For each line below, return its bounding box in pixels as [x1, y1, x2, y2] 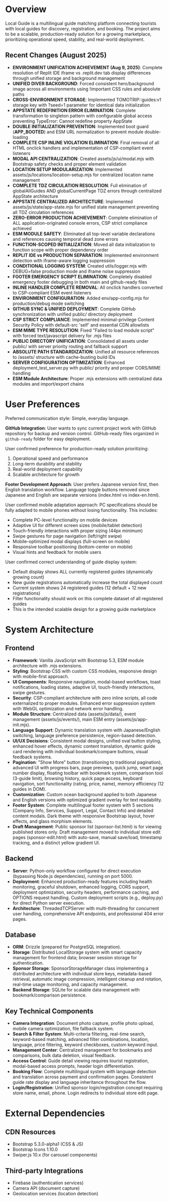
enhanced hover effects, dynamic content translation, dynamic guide [12, 743, 155, 749]
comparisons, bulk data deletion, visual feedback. [12, 1053, 116, 1059]
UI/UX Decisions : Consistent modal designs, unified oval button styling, [12, 738, 161, 744]
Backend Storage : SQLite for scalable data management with [12, 987, 140, 993]
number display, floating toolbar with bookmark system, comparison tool [12, 770, 163, 776]
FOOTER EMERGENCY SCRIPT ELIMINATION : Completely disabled [12, 274, 152, 280]
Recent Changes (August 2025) [5, 51, 107, 60]
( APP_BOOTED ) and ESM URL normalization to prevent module [12, 129, 144, 135]
